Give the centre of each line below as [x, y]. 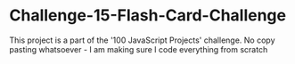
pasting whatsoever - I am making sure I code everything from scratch [139, 49]
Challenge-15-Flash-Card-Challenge [148, 16]
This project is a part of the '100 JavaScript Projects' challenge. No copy [142, 40]
